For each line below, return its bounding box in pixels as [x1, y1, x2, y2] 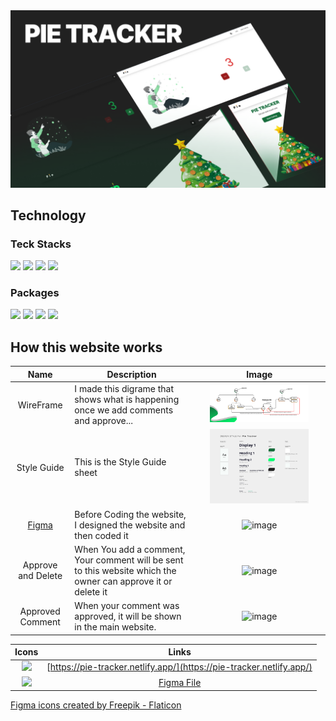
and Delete [18, 570, 63, 582]
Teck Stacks [10, 237, 72, 251]
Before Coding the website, [74, 508, 187, 520]
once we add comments [74, 404, 174, 416]
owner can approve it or [74, 575, 173, 587]
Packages [10, 286, 60, 300]
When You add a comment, [74, 543, 186, 555]
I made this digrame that [74, 383, 175, 395]
